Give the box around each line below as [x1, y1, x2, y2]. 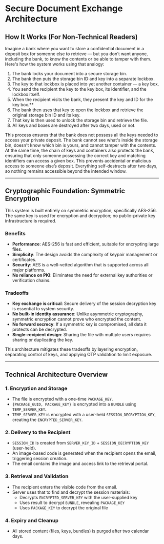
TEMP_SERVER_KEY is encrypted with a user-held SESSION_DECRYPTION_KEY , [12, 412, 156, 418]
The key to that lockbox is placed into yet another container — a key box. [12, 81, 160, 87]
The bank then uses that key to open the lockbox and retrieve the [12, 107, 143, 113]
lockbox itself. [12, 91, 41, 97]
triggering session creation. [12, 456, 68, 462]
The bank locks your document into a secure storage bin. [12, 71, 127, 76]
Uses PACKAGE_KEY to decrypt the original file [19, 504, 108, 510]
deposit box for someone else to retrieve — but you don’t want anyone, [5, 51, 148, 57]
